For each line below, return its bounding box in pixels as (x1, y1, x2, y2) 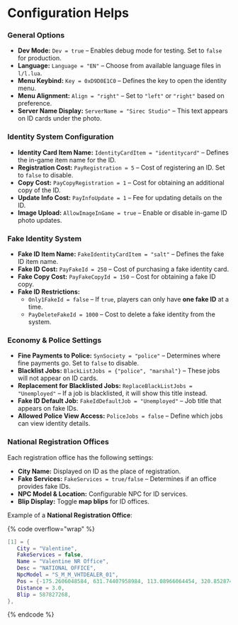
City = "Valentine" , (16, 545, 78, 552)
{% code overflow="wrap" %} (7, 524, 96, 533)
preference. (17, 99, 52, 108)
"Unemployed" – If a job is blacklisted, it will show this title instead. (17, 389, 208, 398)
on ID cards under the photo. (17, 114, 102, 123)
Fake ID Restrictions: (17, 287, 80, 296)
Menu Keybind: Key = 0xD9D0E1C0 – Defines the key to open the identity (17, 77, 227, 85)
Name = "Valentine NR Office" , (16, 558, 110, 565)
